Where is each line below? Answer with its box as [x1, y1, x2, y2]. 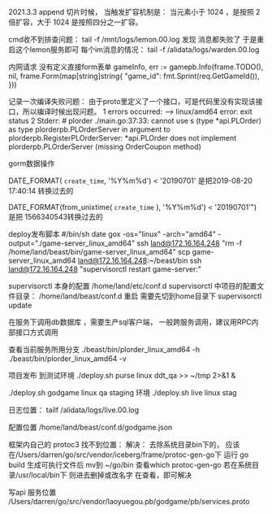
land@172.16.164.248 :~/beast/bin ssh [77, 255, 202, 265]
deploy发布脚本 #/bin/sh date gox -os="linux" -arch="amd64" [8, 229, 217, 238]
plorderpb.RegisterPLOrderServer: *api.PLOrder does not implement [8, 133, 237, 142]
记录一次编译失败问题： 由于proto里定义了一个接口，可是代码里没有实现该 [8, 97, 256, 106]
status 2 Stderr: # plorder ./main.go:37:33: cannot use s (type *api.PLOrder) [8, 116, 262, 125]
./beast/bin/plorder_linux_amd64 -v [8, 354, 127, 364]
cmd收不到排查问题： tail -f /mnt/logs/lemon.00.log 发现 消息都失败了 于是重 [8, 35, 265, 44]
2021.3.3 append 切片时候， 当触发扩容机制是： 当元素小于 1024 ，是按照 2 [8, 7, 261, 16]
